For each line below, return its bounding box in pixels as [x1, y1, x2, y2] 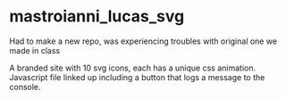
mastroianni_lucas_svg [9, 6, 185, 27]
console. [9, 81, 42, 92]
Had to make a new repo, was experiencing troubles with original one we [9, 36, 278, 46]
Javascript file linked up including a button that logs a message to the [9, 71, 265, 82]
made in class [9, 45, 61, 55]
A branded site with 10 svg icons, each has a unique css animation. [9, 62, 257, 73]
